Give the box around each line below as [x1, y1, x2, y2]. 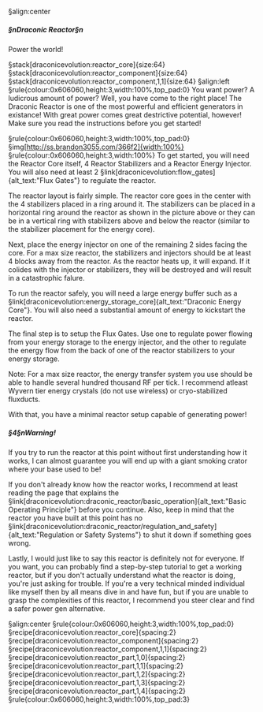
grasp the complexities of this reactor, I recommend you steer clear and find [8, 595, 255, 605]
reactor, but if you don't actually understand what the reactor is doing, [8, 570, 236, 580]
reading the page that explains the [8, 488, 120, 498]
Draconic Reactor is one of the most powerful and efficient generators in [8, 102, 243, 111]
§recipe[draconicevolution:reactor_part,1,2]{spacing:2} [8, 669, 186, 679]
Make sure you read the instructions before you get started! [8, 118, 202, 128]
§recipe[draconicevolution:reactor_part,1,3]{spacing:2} [8, 677, 186, 687]
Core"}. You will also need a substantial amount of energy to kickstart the [8, 305, 246, 315]
